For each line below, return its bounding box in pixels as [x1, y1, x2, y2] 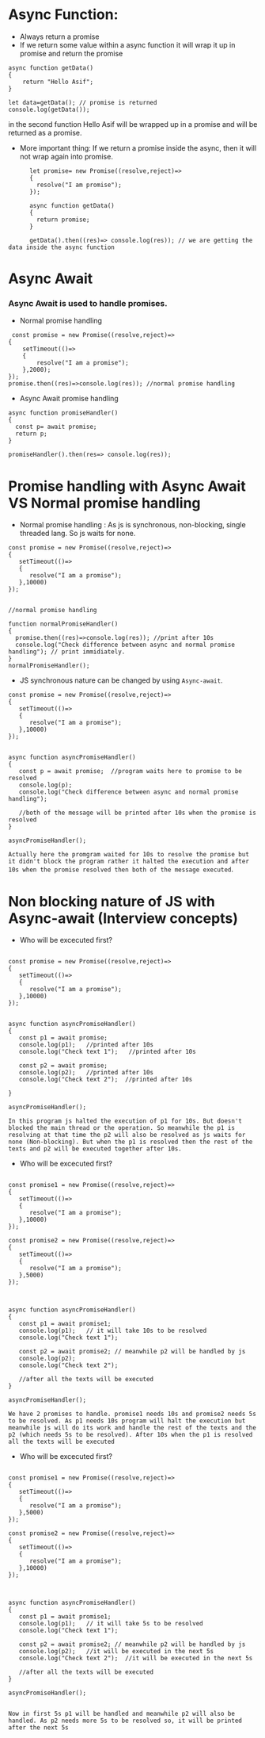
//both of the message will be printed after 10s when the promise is [18, 809, 257, 817]
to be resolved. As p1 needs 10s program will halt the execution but [8, 1417, 246, 1425]
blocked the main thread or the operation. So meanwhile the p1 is [8, 1124, 236, 1132]
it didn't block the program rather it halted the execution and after [8, 858, 249, 866]
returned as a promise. [8, 128, 82, 137]
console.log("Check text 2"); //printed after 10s [18, 1076, 193, 1084]
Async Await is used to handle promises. [8, 298, 168, 309]
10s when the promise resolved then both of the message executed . [8, 864, 234, 874]
